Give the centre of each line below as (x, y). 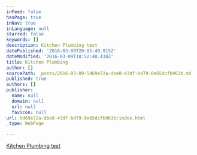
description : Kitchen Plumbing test (52, 46)
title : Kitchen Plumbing (37, 62)
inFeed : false (24, 12)
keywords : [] (22, 40)
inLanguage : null (28, 29)
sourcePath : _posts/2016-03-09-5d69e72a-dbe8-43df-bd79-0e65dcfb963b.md (99, 73)
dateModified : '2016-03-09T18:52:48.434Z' (60, 56)
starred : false (25, 34)
